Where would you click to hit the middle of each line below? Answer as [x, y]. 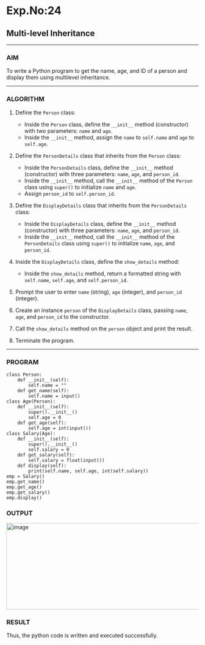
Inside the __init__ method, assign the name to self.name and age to [109, 137]
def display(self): [42, 466]
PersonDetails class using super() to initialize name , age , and [99, 243]
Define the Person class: [45, 112]
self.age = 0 [45, 417]
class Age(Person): [31, 401]
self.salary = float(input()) [67, 460]
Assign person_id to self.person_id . [70, 193]
